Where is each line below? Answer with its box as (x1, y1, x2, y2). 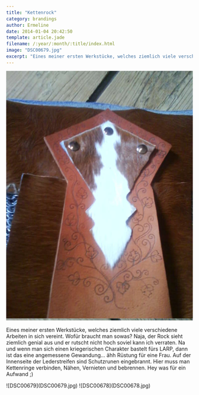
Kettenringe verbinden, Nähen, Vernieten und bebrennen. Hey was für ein (6, 364, 186, 371)
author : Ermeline (6, 22, 49, 28)
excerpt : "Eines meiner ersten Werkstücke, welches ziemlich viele (6, 53, 176, 59)
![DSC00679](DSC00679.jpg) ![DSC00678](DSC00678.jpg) (6, 382, 151, 389)
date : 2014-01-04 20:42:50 (6, 29, 73, 34)
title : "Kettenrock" (6, 10, 57, 15)
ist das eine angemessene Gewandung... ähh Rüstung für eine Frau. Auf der (6, 351, 191, 359)
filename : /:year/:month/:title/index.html (6, 41, 115, 47)
